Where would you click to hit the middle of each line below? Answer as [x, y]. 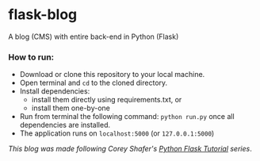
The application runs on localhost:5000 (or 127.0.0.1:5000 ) [117, 133]
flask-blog [43, 15]
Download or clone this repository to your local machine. [112, 75]
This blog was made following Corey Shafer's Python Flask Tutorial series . [130, 149]
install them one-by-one [71, 108]
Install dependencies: [55, 91]
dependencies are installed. [65, 125]
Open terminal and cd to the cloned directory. [94, 83]
